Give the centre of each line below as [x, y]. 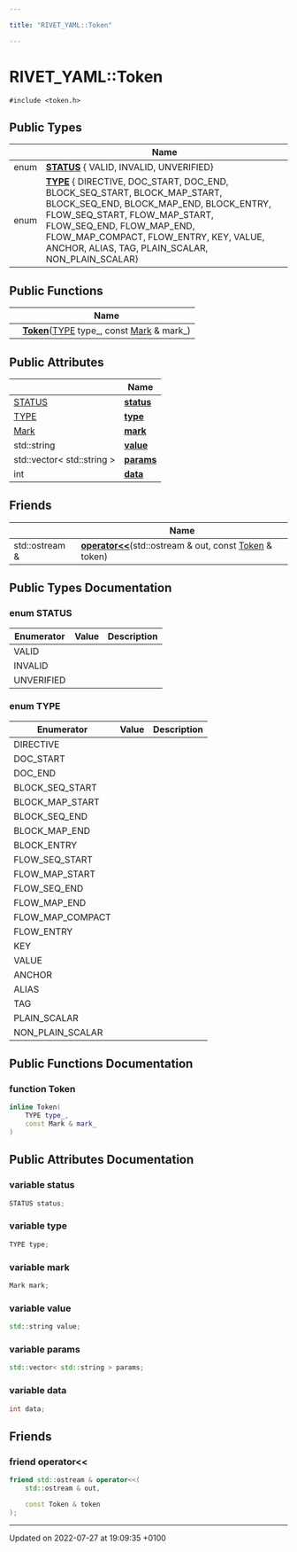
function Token [42, 1089]
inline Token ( [35, 1107]
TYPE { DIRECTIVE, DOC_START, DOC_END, [137, 182]
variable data [38, 1391]
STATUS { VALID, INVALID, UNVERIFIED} [129, 168]
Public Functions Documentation [101, 1064]
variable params [45, 1349]
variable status [42, 1185]
